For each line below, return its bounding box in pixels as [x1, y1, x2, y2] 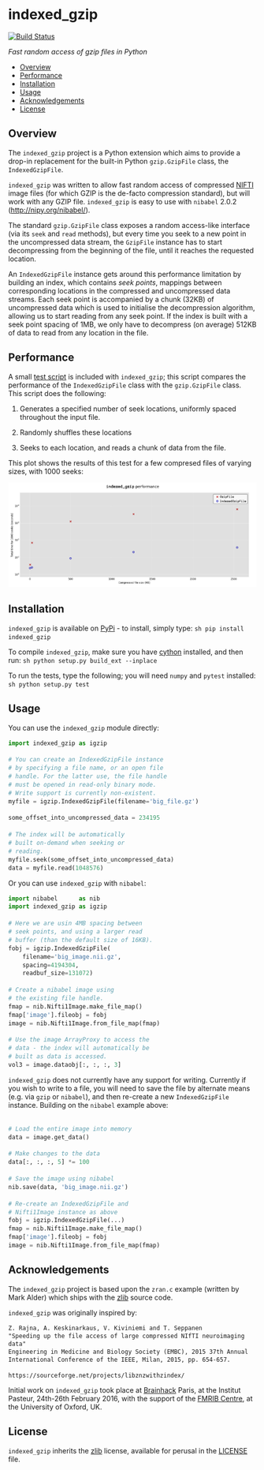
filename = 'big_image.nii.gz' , [22, 952, 122, 960]
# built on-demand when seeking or [8, 839, 125, 847]
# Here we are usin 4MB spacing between [8, 919, 143, 928]
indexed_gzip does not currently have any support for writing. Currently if [8, 1075, 247, 1084]
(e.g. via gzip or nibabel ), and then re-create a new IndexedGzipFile [8, 1091, 230, 1102]
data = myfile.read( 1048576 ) [8, 864, 104, 872]
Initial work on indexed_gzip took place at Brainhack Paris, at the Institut [8, 1385, 241, 1394]
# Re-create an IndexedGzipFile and [8, 1199, 128, 1208]
